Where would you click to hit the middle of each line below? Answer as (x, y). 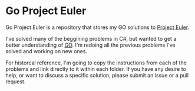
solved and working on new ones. (47, 51)
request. (16, 82)
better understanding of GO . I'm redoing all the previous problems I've (90, 45)
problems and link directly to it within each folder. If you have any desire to (96, 69)
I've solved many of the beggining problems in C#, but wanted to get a (91, 38)
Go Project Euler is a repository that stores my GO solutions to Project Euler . (97, 27)
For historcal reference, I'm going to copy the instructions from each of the (96, 63)
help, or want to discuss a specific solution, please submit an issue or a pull (97, 75)
